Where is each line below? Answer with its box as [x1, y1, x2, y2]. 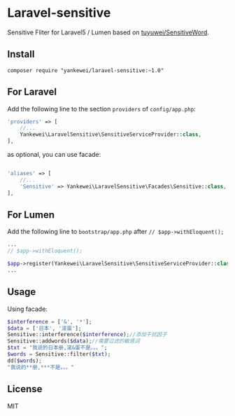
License [7, 383, 43, 395]
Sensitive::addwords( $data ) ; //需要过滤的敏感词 [7, 338, 140, 345]
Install [7, 48, 35, 60]
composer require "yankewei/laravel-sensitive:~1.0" [7, 67, 164, 74]
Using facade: [7, 305, 48, 313]
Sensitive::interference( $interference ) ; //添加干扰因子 [7, 331, 167, 338]
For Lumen [7, 209, 55, 221]
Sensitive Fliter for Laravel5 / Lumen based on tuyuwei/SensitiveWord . [7, 28, 210, 36]
